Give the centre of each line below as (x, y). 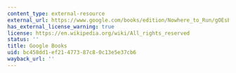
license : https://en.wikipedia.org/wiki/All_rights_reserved (99, 33)
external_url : (28, 20)
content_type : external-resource (56, 14)
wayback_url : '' (31, 59)
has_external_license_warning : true (61, 26)
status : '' (23, 40)
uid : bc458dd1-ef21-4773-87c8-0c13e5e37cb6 (72, 53)
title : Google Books (38, 46)
